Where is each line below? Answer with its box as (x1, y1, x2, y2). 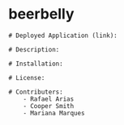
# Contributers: (8, 88, 63, 96)
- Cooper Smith (23, 102, 75, 110)
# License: (8, 73, 45, 81)
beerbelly (8, 5, 75, 23)
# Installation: (8, 60, 63, 68)
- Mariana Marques (23, 109, 85, 117)
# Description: (8, 45, 60, 53)
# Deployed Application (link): (8, 31, 118, 40)
